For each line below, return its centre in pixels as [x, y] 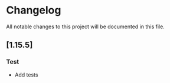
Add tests [26, 75]
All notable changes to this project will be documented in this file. [86, 26]
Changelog [34, 10]
